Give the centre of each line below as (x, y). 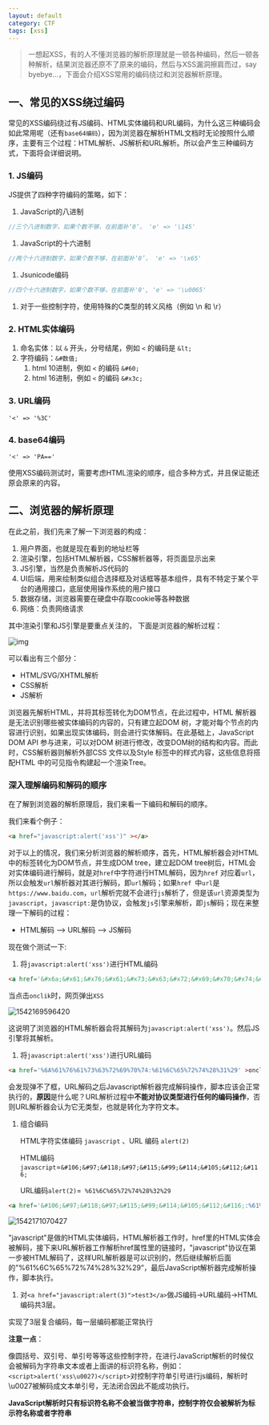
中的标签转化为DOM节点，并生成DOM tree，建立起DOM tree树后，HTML (129, 862)
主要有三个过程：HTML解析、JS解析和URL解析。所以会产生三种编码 (134, 143)
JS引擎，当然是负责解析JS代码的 (74, 568)
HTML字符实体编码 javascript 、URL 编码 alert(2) (104, 1140)
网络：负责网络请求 (52, 608)
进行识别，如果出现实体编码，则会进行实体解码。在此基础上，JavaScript (134, 732)
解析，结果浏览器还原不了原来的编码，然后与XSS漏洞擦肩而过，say (146, 64)
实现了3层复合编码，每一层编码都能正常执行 (81, 1322)
